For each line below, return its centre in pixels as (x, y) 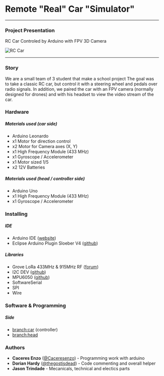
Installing (16, 214)
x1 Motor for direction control (41, 141)
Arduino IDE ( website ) (34, 238)
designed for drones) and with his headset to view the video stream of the (80, 94)
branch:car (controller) (35, 330)
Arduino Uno (25, 191)
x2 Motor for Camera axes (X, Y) (45, 147)
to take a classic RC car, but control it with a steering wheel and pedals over (81, 84)
